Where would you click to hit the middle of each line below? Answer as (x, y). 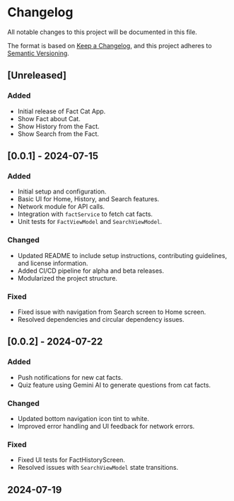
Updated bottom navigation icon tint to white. (83, 418)
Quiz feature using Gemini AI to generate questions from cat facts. (114, 385)
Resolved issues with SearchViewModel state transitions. (98, 468)
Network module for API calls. (61, 207)
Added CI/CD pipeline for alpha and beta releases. (91, 271)
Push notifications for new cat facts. (70, 377)
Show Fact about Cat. (49, 118)
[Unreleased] (37, 75)
